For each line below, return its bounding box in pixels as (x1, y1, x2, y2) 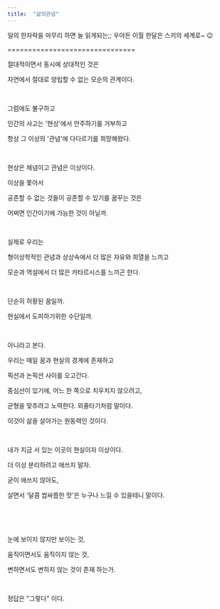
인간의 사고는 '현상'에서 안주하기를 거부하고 (7, 119, 127, 127)
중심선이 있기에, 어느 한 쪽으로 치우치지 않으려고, (7, 386, 142, 395)
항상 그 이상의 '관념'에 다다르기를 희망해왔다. (7, 134, 131, 142)
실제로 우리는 (7, 237, 44, 246)
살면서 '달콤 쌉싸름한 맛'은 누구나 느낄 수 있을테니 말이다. (7, 491, 165, 499)
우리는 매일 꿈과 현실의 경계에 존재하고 (7, 355, 114, 364)
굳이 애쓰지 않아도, (7, 475, 59, 484)
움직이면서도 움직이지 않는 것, (7, 550, 90, 558)
